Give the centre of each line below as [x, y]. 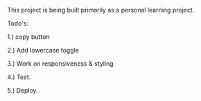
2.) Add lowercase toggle [43, 50]
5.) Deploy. [23, 90]
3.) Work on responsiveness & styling [60, 64]
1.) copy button [28, 37]
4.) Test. [19, 77]
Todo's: [18, 23]
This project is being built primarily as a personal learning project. [101, 10]
